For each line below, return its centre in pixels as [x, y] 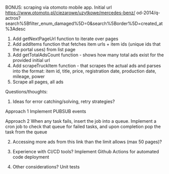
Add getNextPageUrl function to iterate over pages [65, 39]
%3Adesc [16, 29]
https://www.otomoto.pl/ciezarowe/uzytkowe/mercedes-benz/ [70, 13]
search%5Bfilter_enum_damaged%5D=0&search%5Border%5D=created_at [84, 23]
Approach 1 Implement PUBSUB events [46, 111]
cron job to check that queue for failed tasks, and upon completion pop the [83, 127]
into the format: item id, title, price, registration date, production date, [84, 71]
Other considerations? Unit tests [46, 167]
